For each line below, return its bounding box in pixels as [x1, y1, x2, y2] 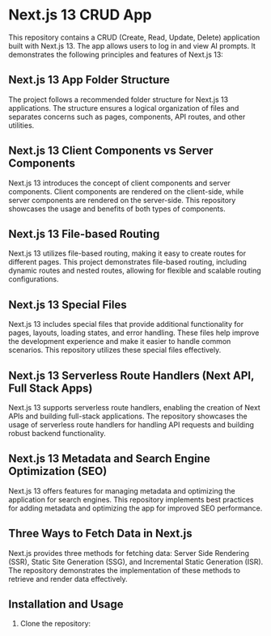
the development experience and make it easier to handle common [8, 337, 231, 346]
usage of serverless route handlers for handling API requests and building [8, 420, 255, 430]
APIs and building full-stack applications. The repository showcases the [8, 411, 248, 421]
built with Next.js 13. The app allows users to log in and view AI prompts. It [8, 40, 256, 50]
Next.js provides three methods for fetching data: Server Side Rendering [8, 548, 249, 558]
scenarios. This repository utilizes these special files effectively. [8, 346, 222, 355]
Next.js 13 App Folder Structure [8, 73, 170, 87]
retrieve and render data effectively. [8, 574, 128, 583]
